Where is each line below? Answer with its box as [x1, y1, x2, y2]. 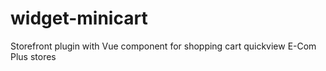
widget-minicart [10, 7, 148, 30]
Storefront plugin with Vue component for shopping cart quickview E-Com [10, 40, 317, 52]
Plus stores [10, 50, 57, 62]
